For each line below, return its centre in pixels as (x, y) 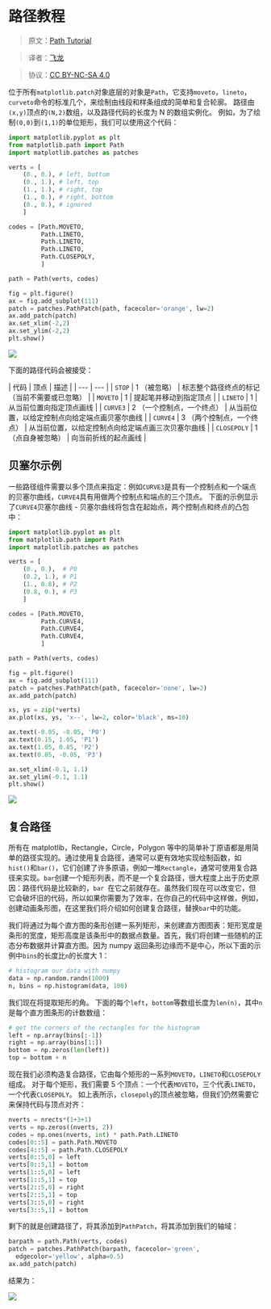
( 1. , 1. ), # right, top (63, 190)
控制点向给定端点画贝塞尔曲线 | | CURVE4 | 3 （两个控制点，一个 (147, 417)
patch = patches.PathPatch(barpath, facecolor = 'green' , (104, 1249)
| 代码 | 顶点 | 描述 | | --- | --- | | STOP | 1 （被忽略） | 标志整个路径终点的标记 (134, 387)
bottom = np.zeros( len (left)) (59, 1051)
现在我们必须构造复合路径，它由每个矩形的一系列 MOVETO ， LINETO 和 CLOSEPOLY (135, 1074)
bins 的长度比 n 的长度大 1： (66, 956)
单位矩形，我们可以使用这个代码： (122, 122)
